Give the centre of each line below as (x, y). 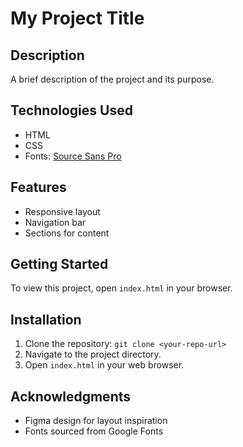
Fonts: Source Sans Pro (73, 156)
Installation (46, 319)
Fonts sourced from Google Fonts (94, 431)
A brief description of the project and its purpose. (112, 79)
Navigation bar (55, 222)
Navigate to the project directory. (93, 354)
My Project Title (77, 18)
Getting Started (59, 264)
